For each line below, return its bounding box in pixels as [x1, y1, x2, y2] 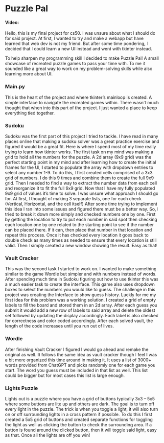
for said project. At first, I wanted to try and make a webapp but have [5, 35, 144, 42]
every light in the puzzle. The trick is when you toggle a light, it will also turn [5, 406, 158, 412]
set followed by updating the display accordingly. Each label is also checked [5, 313, 159, 319]
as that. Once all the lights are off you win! [5, 432, 90, 438]
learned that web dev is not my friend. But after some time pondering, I [5, 41, 148, 47]
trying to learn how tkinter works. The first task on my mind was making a [5, 149, 153, 155]
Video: [5, 19, 19, 25]
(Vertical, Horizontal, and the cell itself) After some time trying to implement [5, 201, 158, 207]
